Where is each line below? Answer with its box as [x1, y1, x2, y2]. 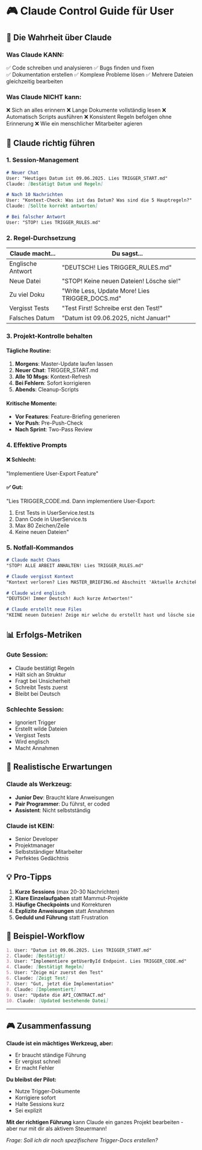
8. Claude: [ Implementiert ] [6, 986, 77, 993]
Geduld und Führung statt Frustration [14, 913, 108, 921]
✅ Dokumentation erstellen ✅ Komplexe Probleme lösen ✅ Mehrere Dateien [6, 71, 194, 78]
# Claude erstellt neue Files [6, 606, 82, 612]
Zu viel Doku [9, 290, 45, 299]
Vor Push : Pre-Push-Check [14, 419, 83, 427]
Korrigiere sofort [14, 1094, 56, 1101]
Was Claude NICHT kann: [6, 92, 82, 101]
